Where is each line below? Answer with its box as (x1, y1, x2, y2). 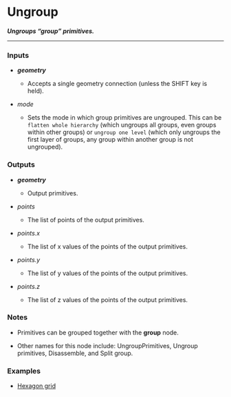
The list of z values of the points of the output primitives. (27, 295, 188, 303)
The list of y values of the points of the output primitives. (27, 269, 188, 277)
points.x (16, 228, 40, 237)
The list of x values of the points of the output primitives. (27, 242, 188, 250)
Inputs (7, 50, 30, 60)
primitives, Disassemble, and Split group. (16, 349, 133, 357)
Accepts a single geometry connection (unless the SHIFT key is (27, 80, 208, 88)
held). (27, 87, 45, 95)
